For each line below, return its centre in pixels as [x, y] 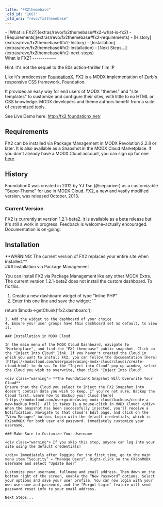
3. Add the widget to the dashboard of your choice [58, 319]
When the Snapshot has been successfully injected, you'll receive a [77, 409]
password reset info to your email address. [51, 489]
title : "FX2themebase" [28, 9]
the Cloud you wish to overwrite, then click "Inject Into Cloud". [75, 370]
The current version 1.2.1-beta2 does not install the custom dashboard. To [79, 281]
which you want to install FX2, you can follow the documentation [73, 358]
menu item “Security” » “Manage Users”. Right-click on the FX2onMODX [78, 459]
